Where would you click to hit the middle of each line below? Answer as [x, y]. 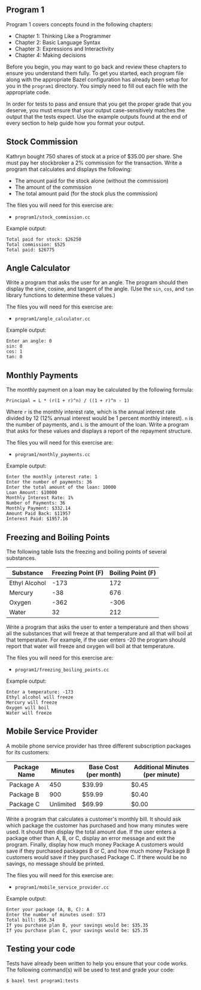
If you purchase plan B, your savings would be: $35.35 [77, 925]
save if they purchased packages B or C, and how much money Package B [98, 851]
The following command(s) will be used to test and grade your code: [90, 970]
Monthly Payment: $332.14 [38, 508]
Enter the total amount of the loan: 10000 [61, 487]
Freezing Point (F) [78, 573]
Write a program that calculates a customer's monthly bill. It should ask [94, 819]
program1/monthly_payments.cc [53, 455]
